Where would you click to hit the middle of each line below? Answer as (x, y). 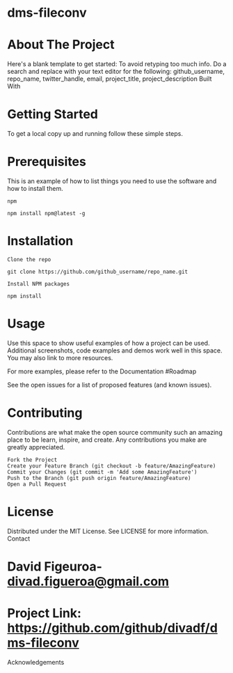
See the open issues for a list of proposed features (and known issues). (110, 385)
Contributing (45, 413)
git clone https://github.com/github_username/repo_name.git (98, 272)
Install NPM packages (39, 284)
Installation (40, 241)
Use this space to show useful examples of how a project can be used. (109, 343)
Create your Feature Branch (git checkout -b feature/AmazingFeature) (112, 466)
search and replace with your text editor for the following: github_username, (116, 72)
